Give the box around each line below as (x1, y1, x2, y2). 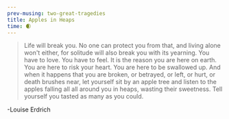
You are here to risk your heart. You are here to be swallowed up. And (23, 63, 221, 72)
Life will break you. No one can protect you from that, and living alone (23, 42, 221, 50)
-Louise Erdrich (7, 105, 51, 114)
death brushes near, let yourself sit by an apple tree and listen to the (23, 78, 217, 86)
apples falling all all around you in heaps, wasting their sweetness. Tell (23, 85, 223, 93)
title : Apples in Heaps (7, 16, 75, 23)
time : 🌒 (7, 23, 32, 29)
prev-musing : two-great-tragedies (7, 10, 106, 17)
